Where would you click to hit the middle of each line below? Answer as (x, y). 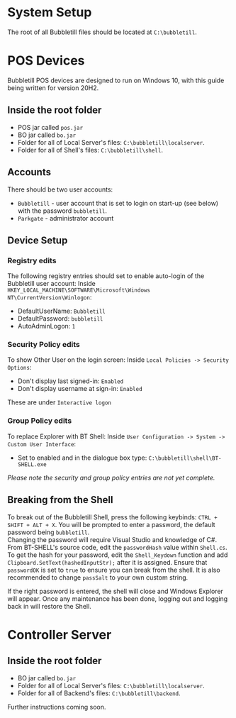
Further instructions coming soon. (57, 707)
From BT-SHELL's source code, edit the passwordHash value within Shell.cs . (118, 547)
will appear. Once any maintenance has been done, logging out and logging (118, 598)
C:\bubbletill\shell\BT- (185, 458)
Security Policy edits (44, 345)
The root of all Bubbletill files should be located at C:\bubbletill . (102, 32)
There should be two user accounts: (60, 189)
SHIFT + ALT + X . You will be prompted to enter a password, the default (111, 524)
